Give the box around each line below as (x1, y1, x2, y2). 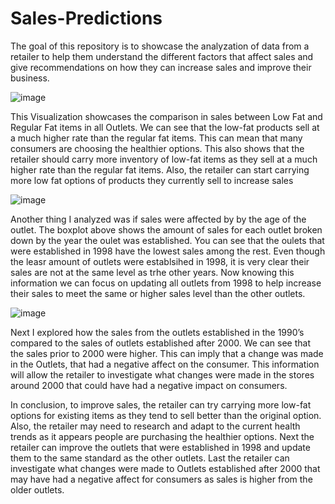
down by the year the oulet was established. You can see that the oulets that (10, 234, 325, 246)
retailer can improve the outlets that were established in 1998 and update (10, 441, 311, 453)
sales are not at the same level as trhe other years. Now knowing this (10, 266, 295, 278)
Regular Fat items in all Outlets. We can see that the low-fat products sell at (10, 121, 320, 133)
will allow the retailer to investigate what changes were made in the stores (10, 368, 315, 381)
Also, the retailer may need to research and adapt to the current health (10, 420, 301, 432)
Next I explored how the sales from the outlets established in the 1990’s (10, 326, 305, 338)
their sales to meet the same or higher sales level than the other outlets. (10, 287, 306, 299)
